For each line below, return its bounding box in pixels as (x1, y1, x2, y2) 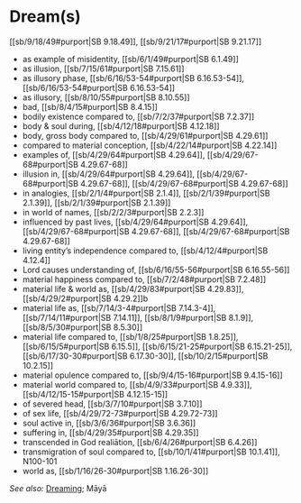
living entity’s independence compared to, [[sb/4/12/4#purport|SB (22, 245, 269, 256)
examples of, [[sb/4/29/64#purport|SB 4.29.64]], (22, 149, 205, 160)
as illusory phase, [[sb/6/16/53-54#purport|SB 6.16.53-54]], (22, 72, 245, 83)
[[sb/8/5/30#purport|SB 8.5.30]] (22, 322, 142, 333)
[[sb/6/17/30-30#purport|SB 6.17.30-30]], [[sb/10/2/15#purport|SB (22, 350, 269, 361)
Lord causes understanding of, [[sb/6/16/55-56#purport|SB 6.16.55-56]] (22, 264, 290, 275)
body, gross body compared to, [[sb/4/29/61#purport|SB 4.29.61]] (22, 130, 269, 141)
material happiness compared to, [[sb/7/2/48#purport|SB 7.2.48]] (22, 273, 267, 285)
